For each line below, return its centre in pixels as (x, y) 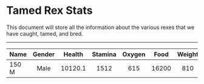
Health (73, 54)
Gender (44, 54)
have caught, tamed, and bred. (45, 33)
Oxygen (134, 54)
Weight (188, 54)
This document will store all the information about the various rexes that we (100, 27)
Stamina (104, 54)
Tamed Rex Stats (49, 11)
